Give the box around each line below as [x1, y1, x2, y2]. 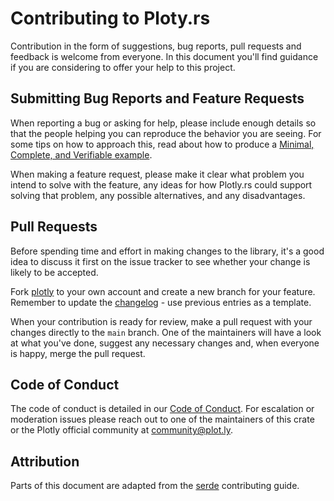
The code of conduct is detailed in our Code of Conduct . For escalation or [10, 403, 315, 415]
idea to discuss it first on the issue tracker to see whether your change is [10, 255, 311, 267]
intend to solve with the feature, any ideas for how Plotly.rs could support [10, 178, 313, 191]
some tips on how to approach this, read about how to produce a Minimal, [10, 138, 315, 150]
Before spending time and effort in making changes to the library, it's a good [10, 245, 325, 257]
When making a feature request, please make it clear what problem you [10, 168, 305, 180]
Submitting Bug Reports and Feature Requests [10, 90, 305, 107]
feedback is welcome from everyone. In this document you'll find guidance [10, 50, 319, 62]
